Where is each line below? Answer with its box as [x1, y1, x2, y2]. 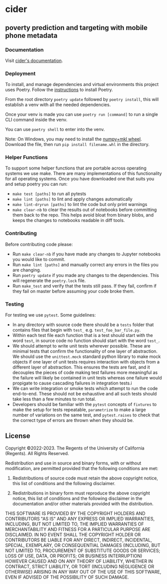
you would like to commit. [12, 256, 65, 262]
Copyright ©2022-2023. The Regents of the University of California [5, 445, 145, 451]
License [5, 431, 30, 440]
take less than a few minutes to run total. [12, 396, 96, 402]
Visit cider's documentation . [5, 57, 63, 63]
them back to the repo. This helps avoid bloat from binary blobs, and [12, 212, 154, 218]
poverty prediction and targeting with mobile [5, 23, 148, 32]
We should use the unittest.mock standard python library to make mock [12, 353, 161, 359]
